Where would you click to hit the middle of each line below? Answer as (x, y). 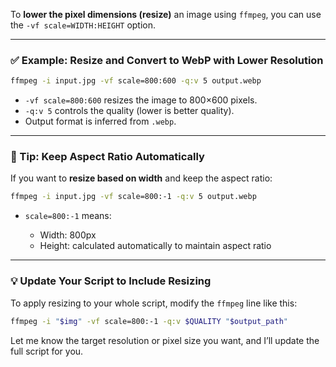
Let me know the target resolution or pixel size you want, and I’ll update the (165, 340)
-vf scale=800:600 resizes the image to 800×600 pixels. (141, 100)
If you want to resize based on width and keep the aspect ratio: (141, 178)
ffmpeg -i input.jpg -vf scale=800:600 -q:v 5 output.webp (136, 81)
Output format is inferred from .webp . (100, 121)
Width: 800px (68, 235)
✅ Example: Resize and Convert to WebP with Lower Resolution (167, 60)
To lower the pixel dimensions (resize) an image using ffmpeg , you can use (166, 14)
